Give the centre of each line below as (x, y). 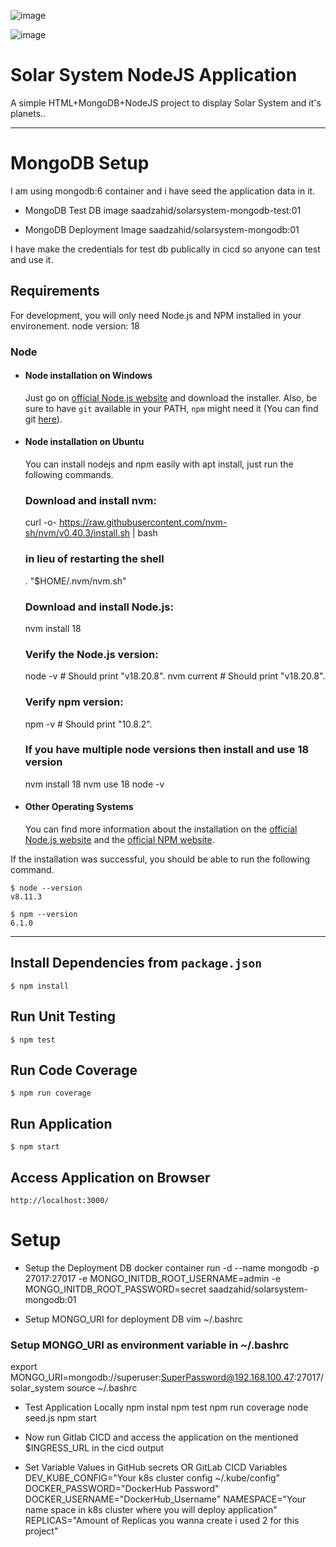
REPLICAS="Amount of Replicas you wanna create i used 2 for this (162, 1521)
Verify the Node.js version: (91, 654)
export (24, 1367)
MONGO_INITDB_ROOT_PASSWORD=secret (115, 1289)
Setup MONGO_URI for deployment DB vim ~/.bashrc (133, 1319)
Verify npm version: (74, 702)
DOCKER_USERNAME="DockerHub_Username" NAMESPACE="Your (165, 1499)
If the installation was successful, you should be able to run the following (160, 859)
